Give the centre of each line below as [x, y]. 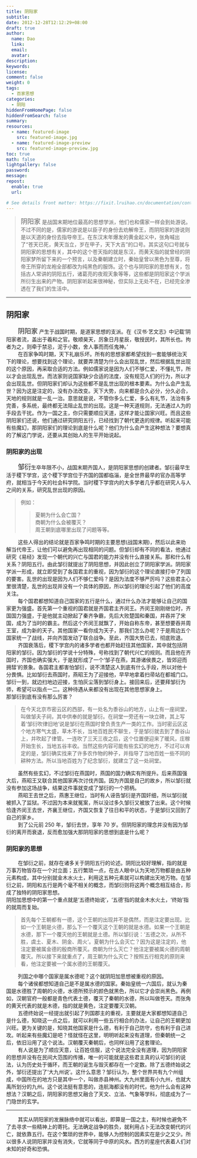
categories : [21, 99]
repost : [16, 181]
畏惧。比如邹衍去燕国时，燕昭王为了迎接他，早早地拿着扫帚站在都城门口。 [101, 675]
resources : [19, 127]
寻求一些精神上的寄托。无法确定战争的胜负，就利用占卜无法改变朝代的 [101, 1127]
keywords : [18, 66]
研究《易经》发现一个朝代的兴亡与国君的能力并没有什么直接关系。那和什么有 [98, 557]
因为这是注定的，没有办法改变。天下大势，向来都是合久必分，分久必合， [103, 391]
